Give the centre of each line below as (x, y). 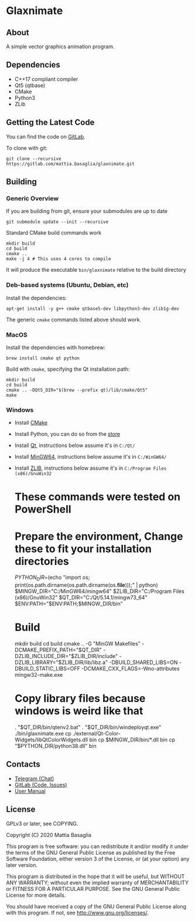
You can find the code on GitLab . (46, 137)
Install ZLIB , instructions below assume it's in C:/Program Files (90, 468)
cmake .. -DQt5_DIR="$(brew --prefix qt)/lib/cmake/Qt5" (77, 390)
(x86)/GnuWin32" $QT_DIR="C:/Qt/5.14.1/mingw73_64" (81, 598)
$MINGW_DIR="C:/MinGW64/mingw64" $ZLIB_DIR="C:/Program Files (99, 591)
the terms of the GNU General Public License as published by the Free (91, 852)
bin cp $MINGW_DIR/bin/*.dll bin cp (132, 740)
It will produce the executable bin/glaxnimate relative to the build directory (96, 270)
